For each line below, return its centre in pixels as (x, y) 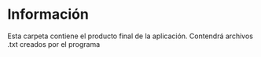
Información (48, 14)
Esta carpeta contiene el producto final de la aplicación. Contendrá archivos (130, 36)
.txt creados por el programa (54, 44)
